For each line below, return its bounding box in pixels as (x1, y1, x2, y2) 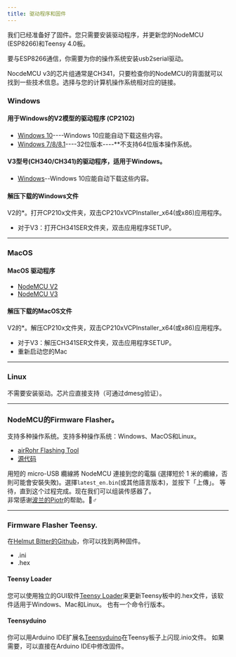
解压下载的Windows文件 (7, 191, 79, 200)
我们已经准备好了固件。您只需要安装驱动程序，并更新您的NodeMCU (7, 30, 204, 39)
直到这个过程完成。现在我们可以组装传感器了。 (19, 487, 155, 495)
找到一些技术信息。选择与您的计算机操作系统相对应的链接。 (7, 78, 180, 86)
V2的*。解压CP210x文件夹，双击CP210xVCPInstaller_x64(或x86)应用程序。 (7, 324, 226, 332)
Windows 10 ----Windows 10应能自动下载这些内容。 (17, 131, 166, 139)
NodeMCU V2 (17, 282, 58, 291)
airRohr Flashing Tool (17, 446, 79, 455)
